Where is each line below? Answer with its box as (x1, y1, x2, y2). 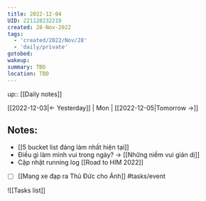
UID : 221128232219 (7, 17, 62, 24)
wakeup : (7, 57, 31, 64)
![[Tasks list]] (7, 186, 46, 195)
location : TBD (7, 70, 50, 77)
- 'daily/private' (13, 43, 69, 51)
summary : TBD (7, 63, 46, 71)
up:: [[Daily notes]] (7, 90, 63, 98)
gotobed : (7, 51, 33, 58)
